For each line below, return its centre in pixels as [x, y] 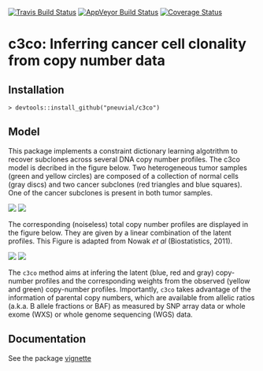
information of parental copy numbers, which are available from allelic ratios [131, 297]
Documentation [47, 339]
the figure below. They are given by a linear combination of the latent [120, 232]
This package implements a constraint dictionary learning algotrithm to [123, 150]
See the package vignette [50, 358]
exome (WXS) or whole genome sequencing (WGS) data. [100, 314]
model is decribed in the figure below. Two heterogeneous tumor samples [128, 167]
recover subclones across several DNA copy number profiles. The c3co [124, 159]
